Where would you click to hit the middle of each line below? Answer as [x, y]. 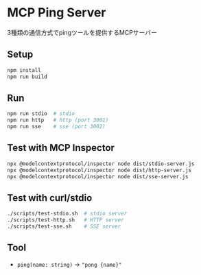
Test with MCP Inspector [61, 148]
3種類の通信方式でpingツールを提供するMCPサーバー [82, 32]
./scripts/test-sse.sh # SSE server [64, 226]
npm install [24, 70]
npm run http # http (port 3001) [58, 120]
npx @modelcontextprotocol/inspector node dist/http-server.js [99, 170]
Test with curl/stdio [50, 198]
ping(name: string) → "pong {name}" [69, 264]
